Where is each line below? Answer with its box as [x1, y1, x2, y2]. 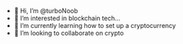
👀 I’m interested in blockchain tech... [13, 14, 121, 22]
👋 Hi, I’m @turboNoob [13, 7, 78, 15]
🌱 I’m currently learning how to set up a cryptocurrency [13, 22, 176, 29]
